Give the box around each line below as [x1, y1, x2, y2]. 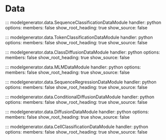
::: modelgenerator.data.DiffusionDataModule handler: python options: [5, 109, 149, 115]
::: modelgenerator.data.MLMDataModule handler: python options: [5, 64, 141, 70]
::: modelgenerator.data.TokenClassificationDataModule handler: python [5, 34, 153, 40]
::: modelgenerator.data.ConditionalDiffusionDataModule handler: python [5, 94, 155, 100]
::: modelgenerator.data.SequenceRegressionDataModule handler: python [5, 79, 157, 85]
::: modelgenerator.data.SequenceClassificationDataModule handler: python [5, 19, 162, 25]
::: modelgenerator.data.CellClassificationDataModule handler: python [5, 124, 149, 130]
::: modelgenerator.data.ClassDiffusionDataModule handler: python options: [5, 49, 161, 55]
